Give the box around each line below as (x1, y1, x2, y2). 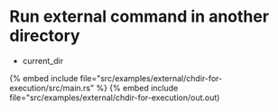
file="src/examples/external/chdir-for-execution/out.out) (9, 92, 220, 103)
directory (9, 25, 80, 46)
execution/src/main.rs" (9, 82, 95, 93)
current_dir (22, 55, 64, 66)
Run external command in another (9, 6, 269, 27)
